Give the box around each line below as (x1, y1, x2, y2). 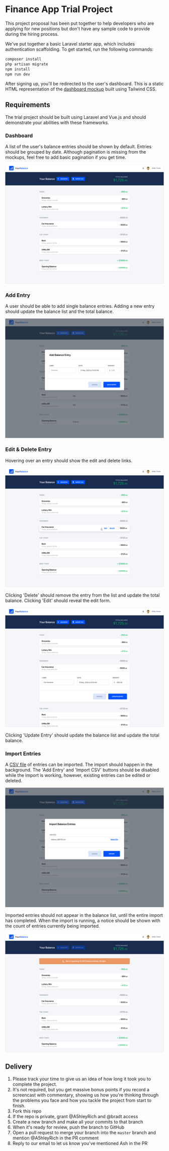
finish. (12, 1102, 26, 1109)
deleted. (5, 777, 23, 784)
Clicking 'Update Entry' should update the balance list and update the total (5, 732, 159, 738)
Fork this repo (12, 1108, 42, 1114)
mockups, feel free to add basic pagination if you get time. (5, 154, 127, 160)
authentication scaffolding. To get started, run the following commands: (5, 46, 153, 52)
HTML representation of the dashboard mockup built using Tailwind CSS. (5, 86, 157, 92)
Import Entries (5, 750, 41, 757)
